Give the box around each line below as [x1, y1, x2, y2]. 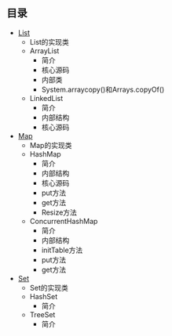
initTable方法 [41, 245, 83, 255]
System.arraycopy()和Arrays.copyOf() [41, 85, 165, 94]
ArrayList [29, 45, 60, 56]
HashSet [29, 291, 58, 301]
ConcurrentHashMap [29, 216, 98, 226]
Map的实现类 [29, 140, 72, 150]
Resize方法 [41, 208, 77, 217]
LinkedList [29, 93, 64, 103]
